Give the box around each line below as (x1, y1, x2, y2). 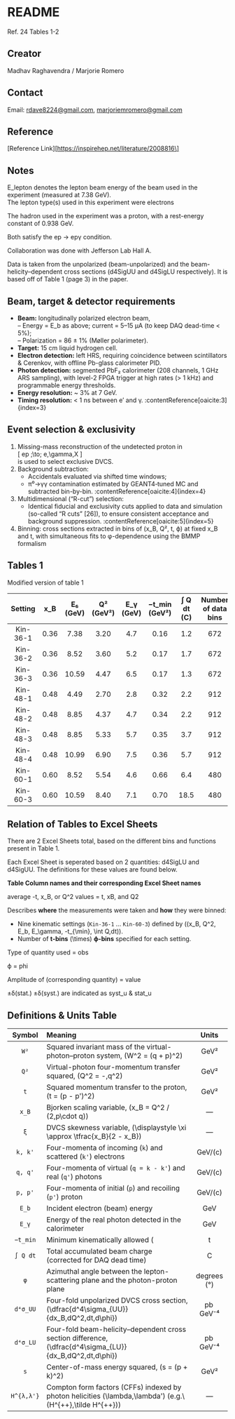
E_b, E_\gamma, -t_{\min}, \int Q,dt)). (17, 927, 124, 935)
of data (202, 604, 227, 613)
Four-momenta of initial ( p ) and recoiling (46, 1183, 180, 1193)
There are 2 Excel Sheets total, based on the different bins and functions (7, 837, 217, 846)
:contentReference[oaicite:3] (144, 396, 227, 404)
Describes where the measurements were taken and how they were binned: (7, 906, 227, 914)
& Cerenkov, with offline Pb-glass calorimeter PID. (17, 359, 162, 367)
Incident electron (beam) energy (46, 1204, 153, 1213)
